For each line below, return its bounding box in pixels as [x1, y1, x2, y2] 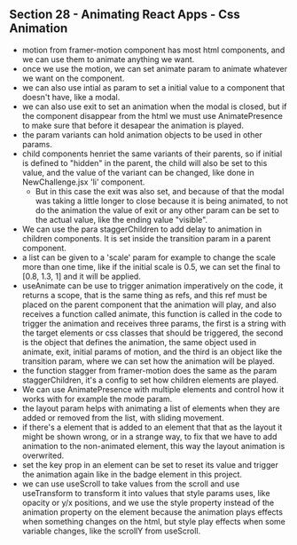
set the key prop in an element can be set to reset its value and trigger [21, 459, 279, 470]
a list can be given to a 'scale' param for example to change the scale [21, 252, 277, 263]
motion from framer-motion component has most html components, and [21, 44, 285, 55]
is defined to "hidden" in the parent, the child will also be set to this [21, 157, 268, 168]
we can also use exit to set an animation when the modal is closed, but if [21, 101, 287, 112]
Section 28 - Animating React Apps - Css [9, 7, 241, 22]
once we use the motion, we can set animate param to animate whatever [21, 63, 288, 74]
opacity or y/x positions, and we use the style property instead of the [21, 497, 275, 508]
